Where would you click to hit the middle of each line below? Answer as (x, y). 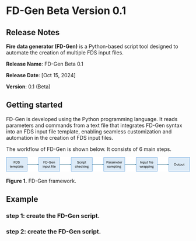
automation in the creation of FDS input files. (60, 137)
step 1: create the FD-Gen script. (53, 216)
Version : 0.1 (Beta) (28, 87)
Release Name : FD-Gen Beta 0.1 (45, 64)
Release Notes (33, 32)
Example (22, 199)
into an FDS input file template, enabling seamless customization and (89, 131)
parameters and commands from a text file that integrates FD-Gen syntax (94, 125)
